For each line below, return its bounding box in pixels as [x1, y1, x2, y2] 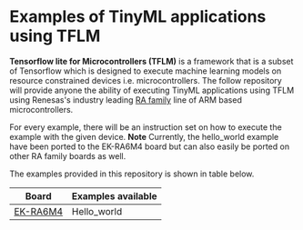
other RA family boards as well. [9, 150, 126, 161]
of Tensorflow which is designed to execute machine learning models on [9, 65, 282, 76]
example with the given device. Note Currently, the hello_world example [9, 131, 279, 142]
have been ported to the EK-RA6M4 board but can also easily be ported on [9, 141, 289, 152]
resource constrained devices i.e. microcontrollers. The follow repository [9, 75, 282, 85]
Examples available [71, 189, 157, 202]
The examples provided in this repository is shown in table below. [9, 168, 255, 179]
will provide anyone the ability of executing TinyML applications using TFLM [9, 85, 295, 95]
